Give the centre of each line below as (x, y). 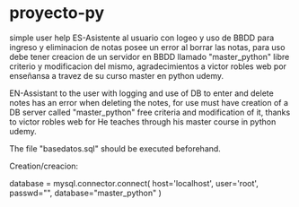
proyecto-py (57, 13)
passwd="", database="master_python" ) (85, 193)
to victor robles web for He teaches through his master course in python (143, 121)
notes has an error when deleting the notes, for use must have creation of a (149, 102)
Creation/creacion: (44, 166)
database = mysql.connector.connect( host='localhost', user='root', (134, 183)
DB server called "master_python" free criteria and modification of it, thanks (150, 112)
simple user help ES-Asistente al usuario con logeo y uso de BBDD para (142, 38)
